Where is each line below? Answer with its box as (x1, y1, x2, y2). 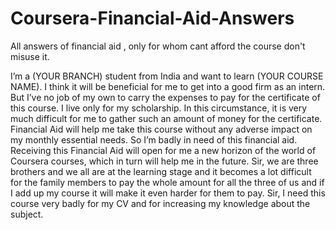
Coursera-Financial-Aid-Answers (10, 7, 295, 30)
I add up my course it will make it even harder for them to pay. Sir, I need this (10, 187, 326, 199)
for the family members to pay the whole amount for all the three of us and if (10, 176, 325, 188)
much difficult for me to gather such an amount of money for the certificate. (10, 112, 323, 124)
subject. (10, 208, 44, 220)
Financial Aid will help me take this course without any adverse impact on (10, 123, 313, 135)
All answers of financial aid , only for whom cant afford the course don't (10, 40, 306, 52)
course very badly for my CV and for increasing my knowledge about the (10, 197, 311, 209)
